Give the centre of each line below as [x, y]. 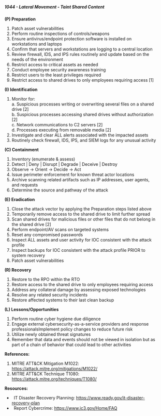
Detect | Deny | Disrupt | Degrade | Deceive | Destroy [65, 164]
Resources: [16, 388]
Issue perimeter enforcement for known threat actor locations [73, 174]
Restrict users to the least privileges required [56, 75]
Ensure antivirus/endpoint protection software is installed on [72, 38]
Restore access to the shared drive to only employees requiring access [82, 284]
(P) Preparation [20, 19]
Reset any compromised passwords [47, 234]
